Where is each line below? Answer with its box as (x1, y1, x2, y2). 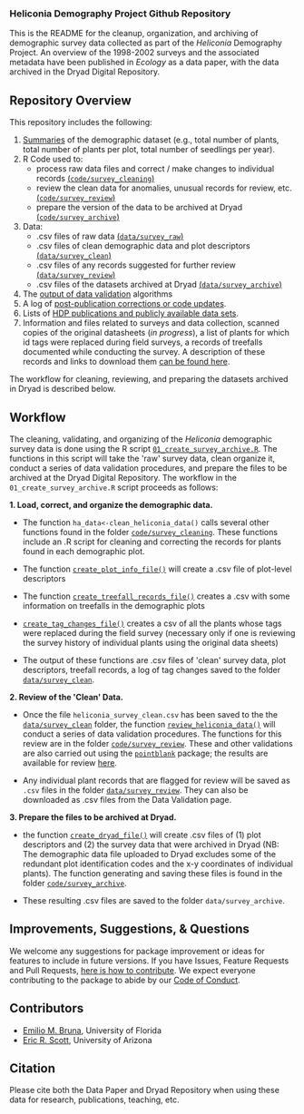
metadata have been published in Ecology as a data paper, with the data (9, 57, 279, 68)
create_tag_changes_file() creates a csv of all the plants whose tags (22, 618, 282, 629)
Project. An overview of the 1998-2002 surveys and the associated (9, 47, 260, 58)
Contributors (9, 1001, 84, 1016)
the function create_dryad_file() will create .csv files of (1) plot (22, 829, 261, 840)
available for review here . (22, 757, 118, 768)
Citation (9, 1060, 56, 1076)
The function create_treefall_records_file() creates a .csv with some (22, 591, 290, 601)
